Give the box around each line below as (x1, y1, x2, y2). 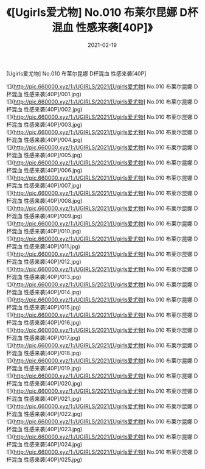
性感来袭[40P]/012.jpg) (23, 258, 82, 265)
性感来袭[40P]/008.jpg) (23, 197, 83, 204)
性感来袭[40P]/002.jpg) (23, 105, 83, 113)
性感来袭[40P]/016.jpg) (23, 319, 82, 326)
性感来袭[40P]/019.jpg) (23, 364, 82, 372)
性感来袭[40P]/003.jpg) (23, 121, 83, 128)
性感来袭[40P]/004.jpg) (23, 136, 83, 143)
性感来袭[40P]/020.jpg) (23, 379, 83, 387)
